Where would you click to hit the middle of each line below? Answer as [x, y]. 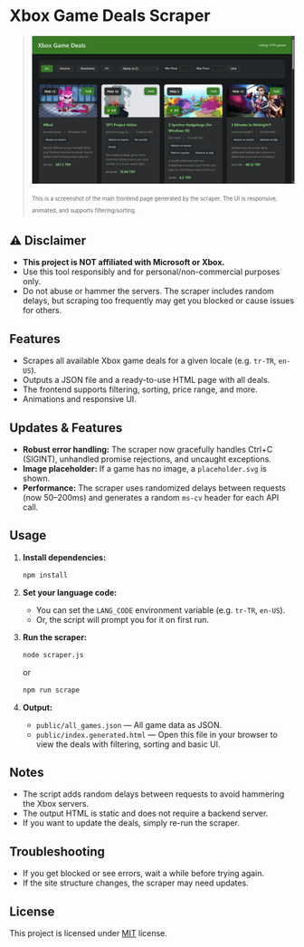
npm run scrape [51, 690]
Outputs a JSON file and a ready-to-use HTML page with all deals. [146, 380]
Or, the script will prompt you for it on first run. [123, 619]
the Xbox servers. [56, 804]
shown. [36, 478]
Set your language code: [70, 592]
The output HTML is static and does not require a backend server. [145, 813]
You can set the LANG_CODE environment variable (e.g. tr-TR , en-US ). [161, 610]
